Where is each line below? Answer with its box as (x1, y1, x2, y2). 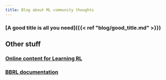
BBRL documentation (5, 68, 58, 75)
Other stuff (5, 39, 41, 48)
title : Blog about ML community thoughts (5, 7, 94, 13)
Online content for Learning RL (5, 55, 83, 62)
